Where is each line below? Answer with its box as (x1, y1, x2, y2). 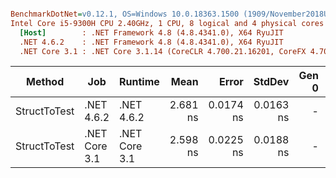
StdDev (253, 75, 290, 89)
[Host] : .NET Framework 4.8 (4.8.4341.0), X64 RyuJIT (19, 27, 284, 38)
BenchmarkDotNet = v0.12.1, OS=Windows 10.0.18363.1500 (10, 9, 240, 19)
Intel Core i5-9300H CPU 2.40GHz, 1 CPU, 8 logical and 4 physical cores (10, 18, 325, 28)
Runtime (119, 75, 160, 89)
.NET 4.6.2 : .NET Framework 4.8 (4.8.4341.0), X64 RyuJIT (19, 37, 284, 47)
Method (26, 75, 65, 89)
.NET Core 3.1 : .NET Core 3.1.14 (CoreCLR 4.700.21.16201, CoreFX (19, 46, 307, 56)
